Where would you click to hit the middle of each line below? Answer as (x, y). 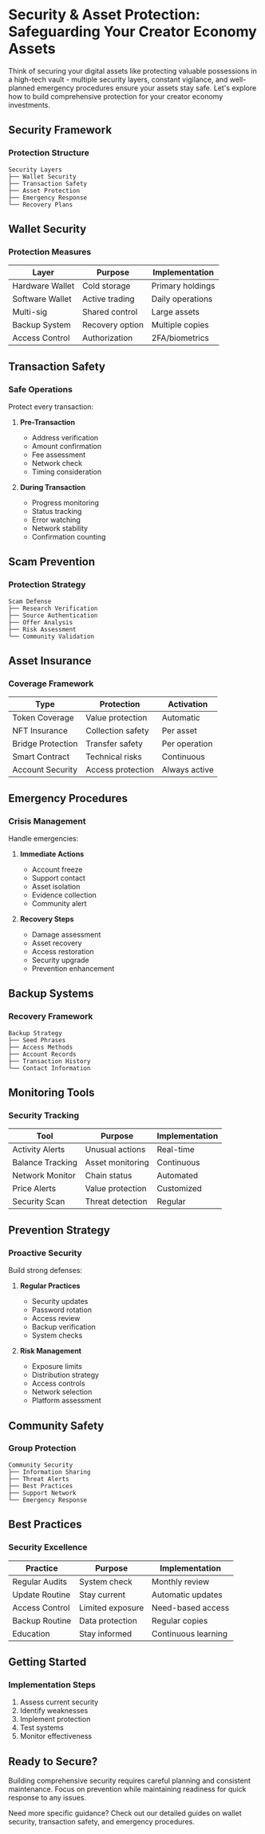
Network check (57, 463)
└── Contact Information (49, 1068)
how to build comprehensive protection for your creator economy (116, 96)
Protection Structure (49, 153)
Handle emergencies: (44, 839)
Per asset (179, 731)
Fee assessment (59, 455)
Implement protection (55, 1720)
